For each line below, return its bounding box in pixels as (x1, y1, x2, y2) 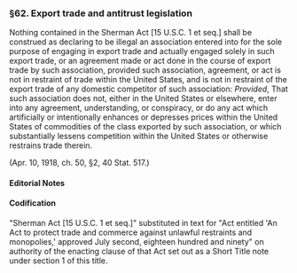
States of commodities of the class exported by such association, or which (9, 121, 282, 132)
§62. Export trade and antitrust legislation (9, 7, 193, 19)
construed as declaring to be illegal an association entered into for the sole (9, 36, 282, 47)
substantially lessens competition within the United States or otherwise (9, 131, 269, 142)
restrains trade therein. (9, 140, 93, 151)
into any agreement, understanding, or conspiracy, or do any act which (9, 103, 269, 113)
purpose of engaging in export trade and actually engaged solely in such (9, 46, 275, 57)
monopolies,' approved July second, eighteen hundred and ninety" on (9, 237, 264, 247)
